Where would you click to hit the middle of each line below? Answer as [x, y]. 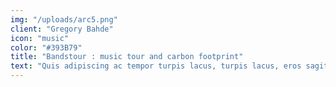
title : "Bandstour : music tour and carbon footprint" [127, 57]
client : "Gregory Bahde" [62, 29]
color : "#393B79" [46, 47]
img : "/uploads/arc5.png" [64, 19]
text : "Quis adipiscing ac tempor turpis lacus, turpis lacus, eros [156, 66]
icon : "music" [40, 38]
